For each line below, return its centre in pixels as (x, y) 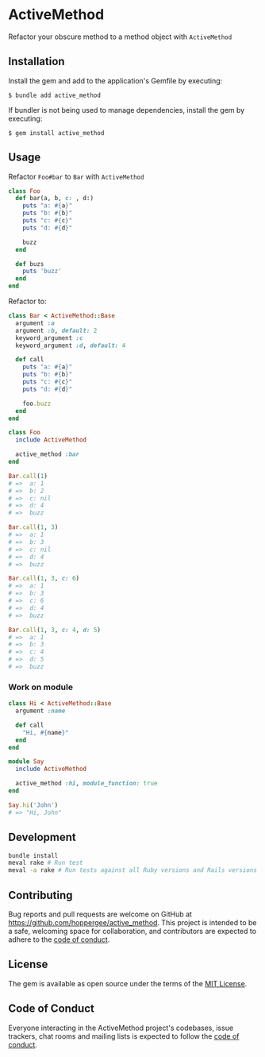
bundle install (33, 855)
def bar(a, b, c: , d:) (54, 199)
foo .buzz (37, 403)
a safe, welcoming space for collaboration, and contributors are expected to (132, 931)
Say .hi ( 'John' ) (33, 805)
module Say (26, 762)
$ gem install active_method (56, 133)
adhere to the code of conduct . (59, 939)
